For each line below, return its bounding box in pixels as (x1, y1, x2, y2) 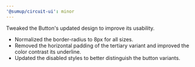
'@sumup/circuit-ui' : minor (6, 8, 75, 15)
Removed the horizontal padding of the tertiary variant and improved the (14, 42, 189, 49)
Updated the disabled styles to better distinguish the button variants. (14, 54, 180, 61)
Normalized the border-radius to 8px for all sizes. (14, 36, 134, 43)
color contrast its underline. (14, 48, 81, 55)
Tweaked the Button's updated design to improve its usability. (6, 24, 155, 31)
